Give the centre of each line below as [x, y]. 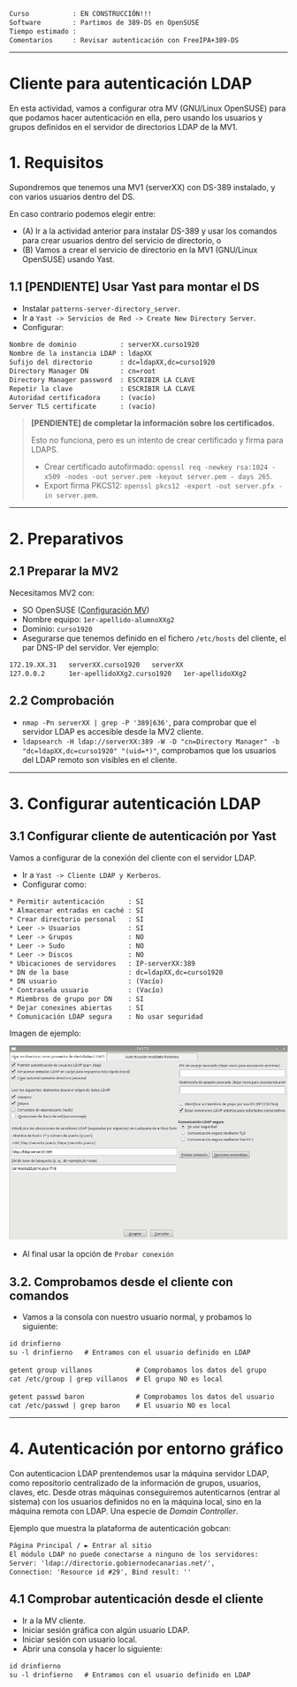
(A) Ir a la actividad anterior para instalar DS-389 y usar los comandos [149, 231]
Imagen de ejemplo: [45, 1033]
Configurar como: [54, 884]
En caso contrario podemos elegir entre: [83, 213]
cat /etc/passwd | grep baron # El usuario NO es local [120, 1406]
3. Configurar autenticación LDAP [135, 803]
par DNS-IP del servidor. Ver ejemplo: [90, 647]
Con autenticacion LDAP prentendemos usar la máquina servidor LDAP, [139, 1473]
